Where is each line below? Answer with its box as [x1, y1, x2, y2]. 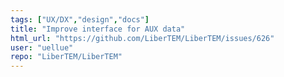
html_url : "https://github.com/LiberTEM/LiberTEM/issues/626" [10, 33, 275, 43]
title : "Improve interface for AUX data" [10, 24, 186, 34]
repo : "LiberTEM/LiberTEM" [10, 52, 123, 62]
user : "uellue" [10, 42, 74, 53]
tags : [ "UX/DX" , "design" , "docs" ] [10, 14, 150, 25]
